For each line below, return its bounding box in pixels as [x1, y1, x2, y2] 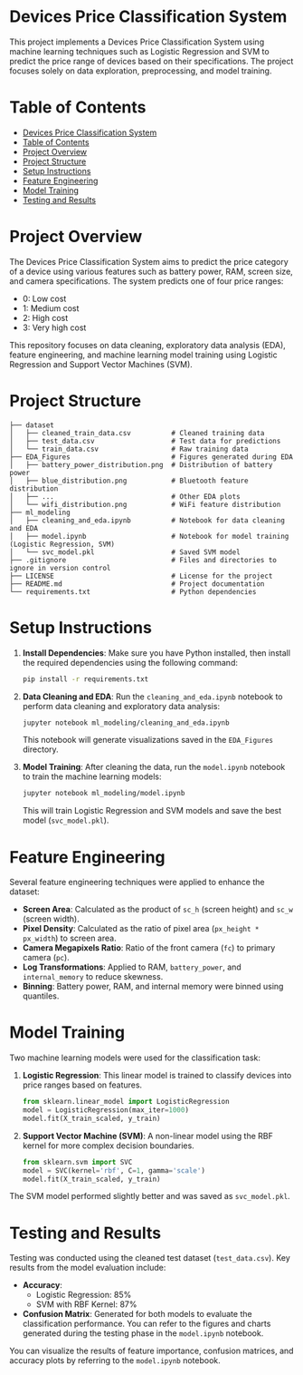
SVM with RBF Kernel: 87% [35, 1299, 137, 1310]
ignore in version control [9, 563, 111, 572]
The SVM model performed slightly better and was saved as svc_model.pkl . [9, 1191, 291, 1202]
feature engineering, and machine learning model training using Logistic [9, 349, 278, 360]
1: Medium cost [22, 302, 80, 314]
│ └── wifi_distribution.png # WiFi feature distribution [9, 500, 281, 509]
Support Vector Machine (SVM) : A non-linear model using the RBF [22, 1130, 273, 1141]
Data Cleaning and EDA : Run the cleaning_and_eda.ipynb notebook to [22, 691, 283, 702]
